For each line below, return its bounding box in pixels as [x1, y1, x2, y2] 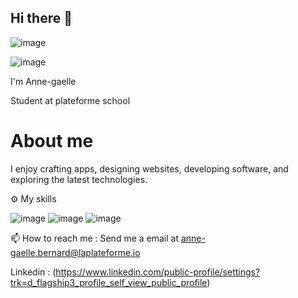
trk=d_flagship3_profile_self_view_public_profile [10, 276, 208, 288]
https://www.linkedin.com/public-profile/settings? [55, 266, 261, 278]
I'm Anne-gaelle [10, 75, 77, 87]
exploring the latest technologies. [10, 173, 148, 185]
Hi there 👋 [10, 10, 73, 27]
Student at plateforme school [10, 94, 131, 106]
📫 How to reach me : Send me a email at [10, 232, 180, 244]
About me [10, 130, 94, 152]
